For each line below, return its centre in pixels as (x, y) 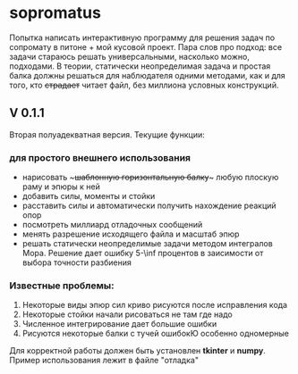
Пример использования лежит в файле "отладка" (104, 361)
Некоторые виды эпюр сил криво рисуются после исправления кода (155, 305)
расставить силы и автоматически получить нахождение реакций (149, 206)
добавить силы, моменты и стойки (89, 196)
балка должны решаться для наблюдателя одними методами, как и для (148, 75)
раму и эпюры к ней (61, 187)
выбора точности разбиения (77, 262)
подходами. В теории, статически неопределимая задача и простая (140, 66)
